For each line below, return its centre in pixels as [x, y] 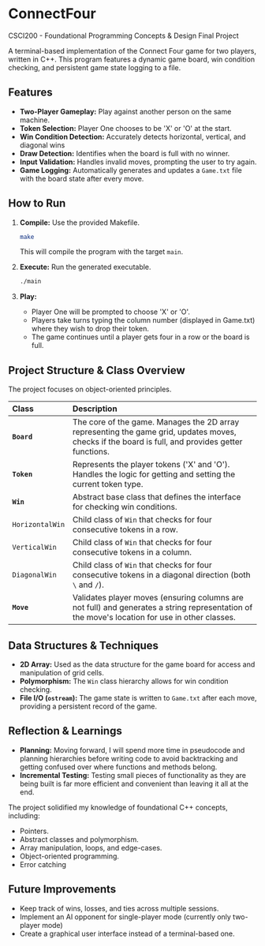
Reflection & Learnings [65, 731]
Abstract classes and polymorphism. [79, 839]
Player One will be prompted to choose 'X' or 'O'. [111, 312]
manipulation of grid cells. [62, 672]
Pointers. [34, 831]
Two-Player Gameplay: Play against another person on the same [125, 111]
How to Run [37, 203]
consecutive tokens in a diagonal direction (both [161, 575]
